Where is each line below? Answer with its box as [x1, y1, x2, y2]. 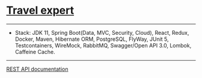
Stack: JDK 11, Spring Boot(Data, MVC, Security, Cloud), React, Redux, [14, 29, 189, 36]
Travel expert [6, 4, 74, 17]
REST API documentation [6, 65, 69, 73]
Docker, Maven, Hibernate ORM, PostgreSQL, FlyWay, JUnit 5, [14, 35, 170, 43]
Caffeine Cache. [14, 48, 55, 55]
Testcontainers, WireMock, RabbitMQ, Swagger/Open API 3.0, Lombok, [14, 41, 192, 49]
